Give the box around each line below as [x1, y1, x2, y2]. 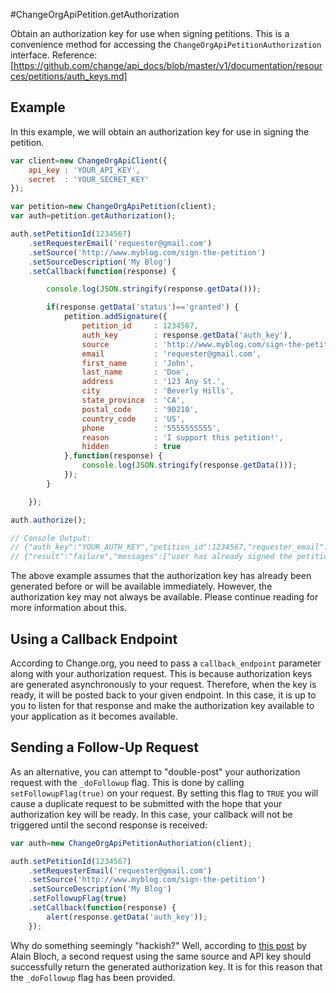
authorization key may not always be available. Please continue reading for [10, 591, 319, 603]
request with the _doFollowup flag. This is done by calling [10, 776, 245, 788]
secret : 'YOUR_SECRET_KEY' [28, 174, 150, 184]
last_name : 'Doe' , [81, 367, 190, 378]
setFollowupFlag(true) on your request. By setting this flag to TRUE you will [10, 787, 319, 799]
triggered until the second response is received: [10, 819, 208, 831]
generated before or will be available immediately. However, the [10, 580, 273, 593]
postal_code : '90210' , [81, 404, 199, 414]
